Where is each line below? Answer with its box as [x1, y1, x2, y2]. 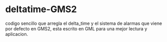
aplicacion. [5, 31, 28, 37]
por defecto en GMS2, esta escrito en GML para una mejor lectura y [5, 25, 147, 31]
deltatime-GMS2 [5, 4, 77, 15]
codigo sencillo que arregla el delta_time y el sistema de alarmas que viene [5, 20, 162, 26]
